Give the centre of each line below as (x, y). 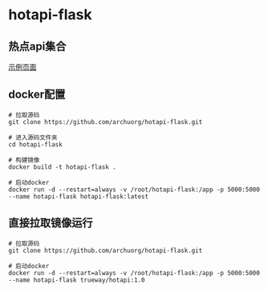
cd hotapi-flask (35, 144)
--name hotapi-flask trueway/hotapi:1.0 (77, 280)
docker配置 (37, 95)
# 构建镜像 (24, 160)
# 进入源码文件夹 (33, 138)
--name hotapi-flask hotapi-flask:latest (79, 196)
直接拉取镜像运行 (51, 223)
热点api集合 (37, 46)
